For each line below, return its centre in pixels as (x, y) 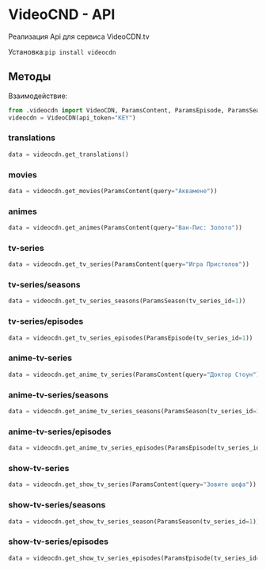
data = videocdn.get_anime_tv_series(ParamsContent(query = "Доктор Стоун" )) (136, 374)
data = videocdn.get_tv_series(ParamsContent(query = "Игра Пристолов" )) (129, 264)
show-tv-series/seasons (57, 505)
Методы (30, 77)
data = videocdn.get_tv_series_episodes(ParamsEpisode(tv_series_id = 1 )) (131, 338)
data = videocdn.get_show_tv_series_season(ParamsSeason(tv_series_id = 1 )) (134, 521)
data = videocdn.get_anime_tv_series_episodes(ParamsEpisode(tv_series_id (134, 448)
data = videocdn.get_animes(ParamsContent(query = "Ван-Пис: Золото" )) (125, 228)
